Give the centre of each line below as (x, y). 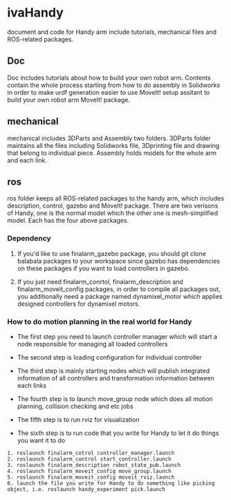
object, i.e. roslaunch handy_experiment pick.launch (86, 489)
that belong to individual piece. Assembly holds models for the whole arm (112, 153)
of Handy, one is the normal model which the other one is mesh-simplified (113, 213)
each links (32, 385)
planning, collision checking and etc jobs (75, 406)
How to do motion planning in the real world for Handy (100, 322)
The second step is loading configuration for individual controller (109, 357)
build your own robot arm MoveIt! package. (68, 100)
